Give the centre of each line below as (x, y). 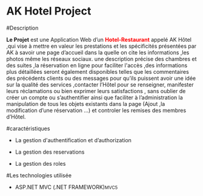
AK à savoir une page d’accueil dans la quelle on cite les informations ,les (98, 52)
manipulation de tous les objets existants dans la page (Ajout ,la (86, 103)
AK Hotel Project (49, 11)
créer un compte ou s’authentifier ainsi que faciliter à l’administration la (95, 97)
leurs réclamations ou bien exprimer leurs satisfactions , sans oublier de (96, 91)
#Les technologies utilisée (39, 175)
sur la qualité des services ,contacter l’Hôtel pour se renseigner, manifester (100, 84)
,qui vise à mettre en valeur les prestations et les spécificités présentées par (101, 46)
